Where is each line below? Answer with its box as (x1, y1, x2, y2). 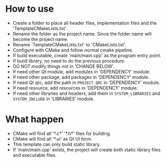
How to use (5, 3, 54, 15)
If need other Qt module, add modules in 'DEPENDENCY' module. (12, 68, 151, 74)
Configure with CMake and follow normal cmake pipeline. (12, 47, 134, 53)
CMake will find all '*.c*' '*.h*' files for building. (12, 130, 111, 137)
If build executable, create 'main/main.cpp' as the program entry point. (12, 52, 162, 59)
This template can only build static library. (12, 141, 101, 147)
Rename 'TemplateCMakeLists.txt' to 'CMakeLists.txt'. (12, 41, 127, 47)
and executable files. (12, 152, 57, 158)
